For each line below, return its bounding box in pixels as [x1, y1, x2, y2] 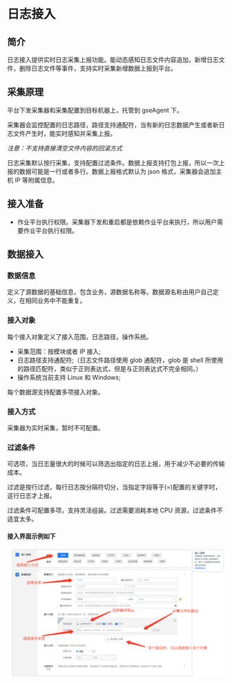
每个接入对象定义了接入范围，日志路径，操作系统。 [7, 332, 153, 340]
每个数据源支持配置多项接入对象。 [7, 387, 104, 396]
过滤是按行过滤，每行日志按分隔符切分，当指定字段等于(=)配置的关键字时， [7, 483, 222, 491]
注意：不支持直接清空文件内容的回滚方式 [7, 144, 122, 152]
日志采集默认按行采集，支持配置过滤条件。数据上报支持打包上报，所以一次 [7, 158, 219, 166]
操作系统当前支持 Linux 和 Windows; [17, 373, 121, 381]
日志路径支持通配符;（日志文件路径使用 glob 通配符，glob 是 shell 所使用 [17, 356, 224, 364]
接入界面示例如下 [7, 532, 56, 540]
